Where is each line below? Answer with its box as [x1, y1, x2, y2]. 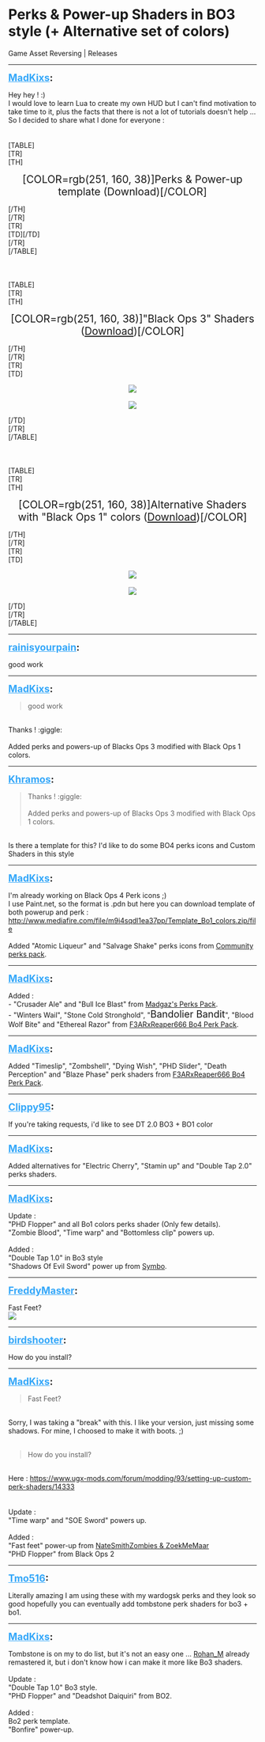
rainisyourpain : [8, 641, 80, 653]
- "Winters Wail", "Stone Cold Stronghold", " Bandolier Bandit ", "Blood [8, 1007, 254, 1021]
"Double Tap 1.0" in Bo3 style [8, 1252, 103, 1263]
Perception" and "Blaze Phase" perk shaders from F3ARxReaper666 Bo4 [8, 1070, 246, 1079]
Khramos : [8, 773, 54, 786]
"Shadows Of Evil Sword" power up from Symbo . [8, 1261, 167, 1271]
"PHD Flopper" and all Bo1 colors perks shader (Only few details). [8, 1219, 221, 1229]
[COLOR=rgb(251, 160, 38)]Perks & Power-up [22, 172, 243, 186]
